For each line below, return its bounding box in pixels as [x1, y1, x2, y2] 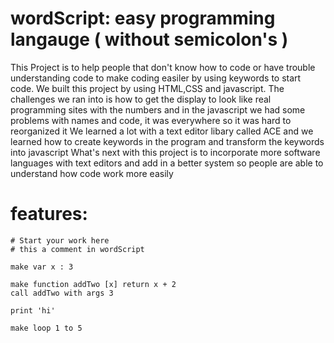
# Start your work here [10, 235, 110, 246]
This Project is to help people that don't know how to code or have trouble [10, 61, 316, 73]
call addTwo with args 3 [10, 288, 114, 298]
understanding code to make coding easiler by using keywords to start [10, 72, 302, 84]
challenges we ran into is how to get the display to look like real [10, 93, 272, 105]
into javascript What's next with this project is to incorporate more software [10, 146, 321, 158]
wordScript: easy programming [10, 7, 276, 30]
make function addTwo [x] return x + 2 [10, 279, 177, 289]
